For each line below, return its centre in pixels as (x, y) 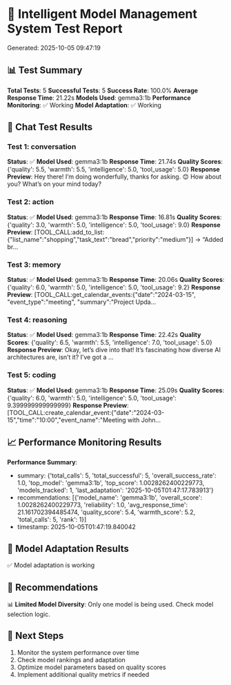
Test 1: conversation (42, 147)
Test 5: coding (32, 375)
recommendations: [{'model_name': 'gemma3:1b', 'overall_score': (110, 498)
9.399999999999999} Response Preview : (68, 405)
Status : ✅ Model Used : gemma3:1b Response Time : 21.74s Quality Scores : (115, 162)
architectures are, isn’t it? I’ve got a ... (60, 357)
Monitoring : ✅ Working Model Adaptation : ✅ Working (84, 105)
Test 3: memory (34, 265)
